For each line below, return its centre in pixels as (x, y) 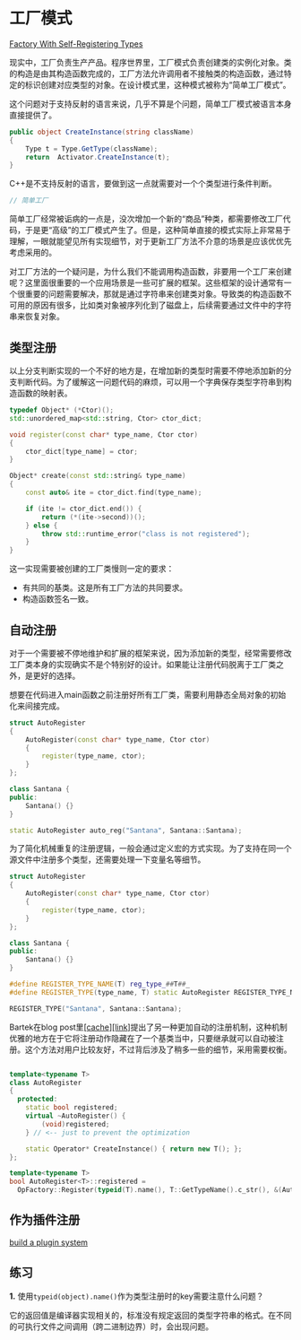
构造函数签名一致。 (58, 599)
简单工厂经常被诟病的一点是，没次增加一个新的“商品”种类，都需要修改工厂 (146, 219)
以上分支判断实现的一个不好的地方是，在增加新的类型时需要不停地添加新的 (146, 370)
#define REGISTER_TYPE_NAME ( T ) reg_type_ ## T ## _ (100, 984)
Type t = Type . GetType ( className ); (92, 149)
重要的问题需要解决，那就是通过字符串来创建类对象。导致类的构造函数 (154, 294)
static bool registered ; (72, 1108)
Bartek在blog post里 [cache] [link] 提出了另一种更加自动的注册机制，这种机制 (149, 1027)
